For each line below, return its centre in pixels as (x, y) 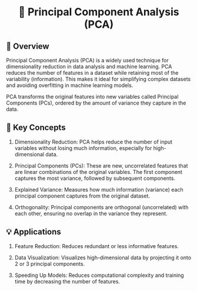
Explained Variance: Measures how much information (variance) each (99, 189)
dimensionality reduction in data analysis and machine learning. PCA (89, 66)
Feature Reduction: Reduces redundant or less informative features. (97, 246)
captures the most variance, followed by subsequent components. (95, 178)
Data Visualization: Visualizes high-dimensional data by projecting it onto (103, 257)
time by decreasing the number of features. (67, 281)
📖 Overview (28, 46)
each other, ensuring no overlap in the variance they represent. (91, 213)
